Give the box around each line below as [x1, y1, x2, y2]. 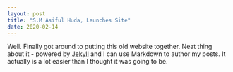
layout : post [7, 10, 46, 17]
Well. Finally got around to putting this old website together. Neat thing [7, 43, 213, 51]
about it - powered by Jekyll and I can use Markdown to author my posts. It [7, 50, 226, 58]
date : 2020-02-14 [7, 23, 59, 30]
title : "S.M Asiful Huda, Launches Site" [7, 17, 131, 24]
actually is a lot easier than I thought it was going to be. [7, 57, 168, 66]
